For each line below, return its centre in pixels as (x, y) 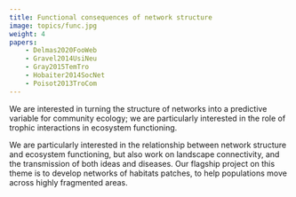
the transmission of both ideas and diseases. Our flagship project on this (142, 163)
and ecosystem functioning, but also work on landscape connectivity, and (144, 154)
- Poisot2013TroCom (61, 83)
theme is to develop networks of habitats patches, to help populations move (148, 173)
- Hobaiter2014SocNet (65, 75)
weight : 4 (28, 34)
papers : (24, 42)
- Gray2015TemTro (57, 67)
